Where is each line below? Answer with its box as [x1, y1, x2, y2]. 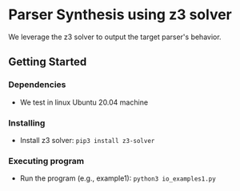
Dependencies [8, 79, 66, 90]
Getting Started [8, 55, 87, 69]
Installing [8, 117, 46, 129]
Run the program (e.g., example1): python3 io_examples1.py [19, 173, 216, 183]
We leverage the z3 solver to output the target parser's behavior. [8, 32, 222, 42]
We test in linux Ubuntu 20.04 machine [19, 97, 149, 107]
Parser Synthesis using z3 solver [8, 6, 232, 24]
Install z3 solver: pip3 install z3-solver [19, 135, 155, 145]
